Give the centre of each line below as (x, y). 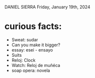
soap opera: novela (31, 70)
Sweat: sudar (25, 39)
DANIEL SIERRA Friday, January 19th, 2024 (47, 7)
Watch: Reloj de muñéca (36, 65)
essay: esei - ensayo (32, 50)
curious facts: (33, 26)
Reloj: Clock (24, 60)
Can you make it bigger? (36, 45)
